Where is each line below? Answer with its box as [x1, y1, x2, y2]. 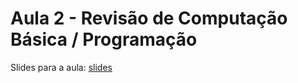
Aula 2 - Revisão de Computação [10, 7, 288, 30]
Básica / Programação [10, 28, 198, 51]
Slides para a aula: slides [10, 61, 113, 73]
